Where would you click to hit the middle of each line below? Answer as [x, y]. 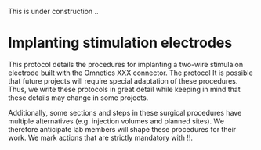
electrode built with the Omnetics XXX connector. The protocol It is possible [130, 73]
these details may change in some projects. [78, 98]
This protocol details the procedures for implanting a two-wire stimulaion [126, 64]
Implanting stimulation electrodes [120, 43]
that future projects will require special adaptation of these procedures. [123, 80]
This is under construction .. [54, 11]
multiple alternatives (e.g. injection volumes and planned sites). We [116, 121]
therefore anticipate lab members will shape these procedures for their [122, 129]
